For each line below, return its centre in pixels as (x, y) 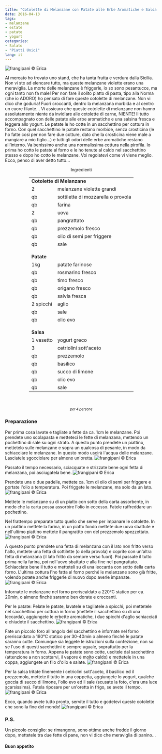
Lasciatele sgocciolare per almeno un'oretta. (49, 458)
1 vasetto (42, 340)
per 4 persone (81, 409)
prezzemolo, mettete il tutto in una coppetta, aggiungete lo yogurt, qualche (80, 677)
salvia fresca (72, 296)
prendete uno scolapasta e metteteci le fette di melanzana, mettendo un (77, 437)
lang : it (14, 55)
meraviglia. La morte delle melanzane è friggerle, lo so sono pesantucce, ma (81, 88)
